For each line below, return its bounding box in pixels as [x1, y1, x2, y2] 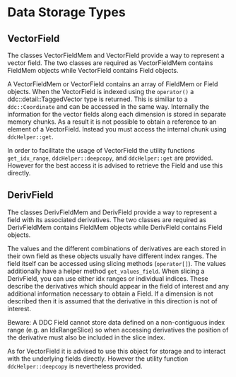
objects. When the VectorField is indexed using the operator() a [7, 88, 194, 95]
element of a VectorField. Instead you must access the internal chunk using [7, 125, 227, 133]
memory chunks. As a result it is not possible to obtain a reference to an [7, 117, 217, 126]
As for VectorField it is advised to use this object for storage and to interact [7, 347, 226, 355]
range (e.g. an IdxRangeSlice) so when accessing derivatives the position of [7, 325, 229, 334]
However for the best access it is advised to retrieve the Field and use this [7, 161, 223, 170]
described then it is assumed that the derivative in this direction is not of [7, 296, 218, 305]
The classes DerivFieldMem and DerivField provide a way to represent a [7, 208, 218, 216]
